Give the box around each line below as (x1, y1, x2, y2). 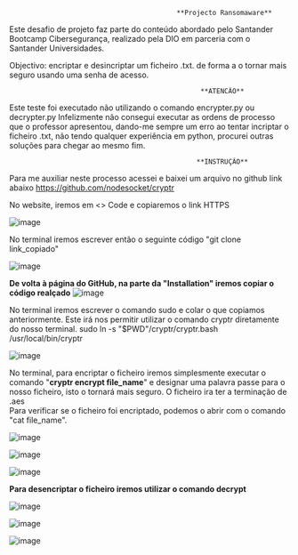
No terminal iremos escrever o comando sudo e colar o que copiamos (9, 305, 265, 315)
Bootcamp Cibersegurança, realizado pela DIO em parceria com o (9, 34, 251, 44)
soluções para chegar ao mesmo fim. (9, 141, 146, 150)
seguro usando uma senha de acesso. (9, 69, 149, 80)
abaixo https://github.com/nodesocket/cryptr (9, 182, 175, 193)
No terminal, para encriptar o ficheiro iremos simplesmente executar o (9, 367, 267, 378)
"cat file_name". (9, 414, 68, 425)
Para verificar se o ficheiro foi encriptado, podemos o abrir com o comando (9, 406, 286, 415)
